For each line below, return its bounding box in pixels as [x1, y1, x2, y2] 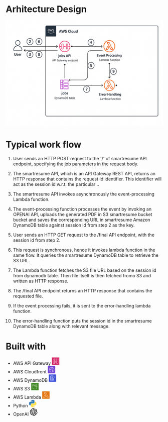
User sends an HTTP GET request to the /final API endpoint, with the [13, 232, 155, 238]
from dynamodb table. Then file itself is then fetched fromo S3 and [13, 272, 151, 278]
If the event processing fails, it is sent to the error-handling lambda [13, 302, 151, 308]
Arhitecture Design [6, 4, 87, 15]
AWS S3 [13, 386, 31, 392]
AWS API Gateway [13, 360, 51, 366]
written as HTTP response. [13, 278, 69, 284]
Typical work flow [6, 139, 82, 150]
